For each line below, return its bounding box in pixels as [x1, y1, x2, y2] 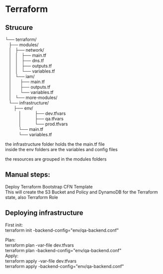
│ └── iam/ [8, 74, 35, 79]
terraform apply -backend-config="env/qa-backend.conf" [5, 263, 124, 269]
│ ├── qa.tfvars [18, 116, 64, 121]
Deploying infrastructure [5, 209, 83, 217]
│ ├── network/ [8, 47, 45, 53]
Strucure [5, 23, 33, 32]
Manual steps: [5, 171, 51, 179]
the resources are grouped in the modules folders [5, 156, 107, 162]
